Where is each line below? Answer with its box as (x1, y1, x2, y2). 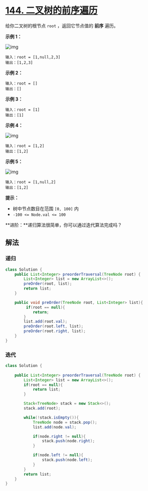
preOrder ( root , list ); (24, 281, 72, 287)
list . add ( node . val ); (32, 424, 77, 429)
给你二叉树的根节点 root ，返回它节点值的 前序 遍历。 (5, 23, 119, 29)
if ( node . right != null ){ (32, 434, 86, 439)
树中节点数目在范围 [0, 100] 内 (12, 206, 79, 212)
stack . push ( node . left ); (41, 457, 93, 463)
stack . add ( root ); (24, 406, 60, 411)
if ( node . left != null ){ (32, 453, 83, 458)
